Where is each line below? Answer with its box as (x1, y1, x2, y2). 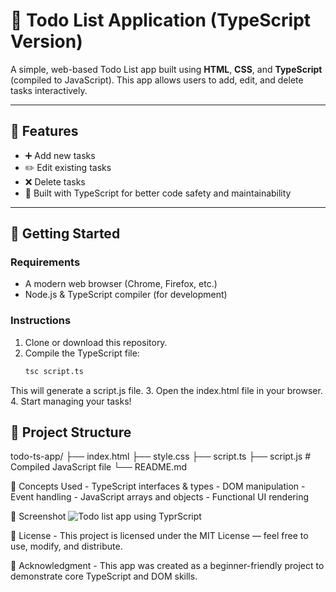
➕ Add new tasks (24, 149, 96, 161)
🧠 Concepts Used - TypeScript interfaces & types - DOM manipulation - (10, 480, 306, 493)
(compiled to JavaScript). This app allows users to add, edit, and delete (10, 74, 304, 86)
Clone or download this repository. (24, 336, 168, 348)
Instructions (10, 314, 72, 328)
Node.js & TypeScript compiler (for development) (24, 289, 228, 301)
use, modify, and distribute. (10, 540, 123, 553)
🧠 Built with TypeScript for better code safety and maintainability (24, 187, 292, 199)
